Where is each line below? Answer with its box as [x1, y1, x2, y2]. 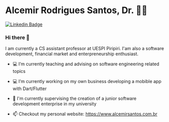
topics [12, 68, 26, 74]
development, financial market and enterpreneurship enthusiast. [5, 51, 139, 57]
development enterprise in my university [12, 101, 97, 107]
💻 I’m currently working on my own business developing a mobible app [12, 78, 161, 85]
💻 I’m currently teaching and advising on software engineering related [12, 61, 160, 67]
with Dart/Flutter [12, 86, 47, 92]
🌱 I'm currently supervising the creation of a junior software [12, 96, 137, 102]
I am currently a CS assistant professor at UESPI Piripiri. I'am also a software [5, 46, 164, 52]
